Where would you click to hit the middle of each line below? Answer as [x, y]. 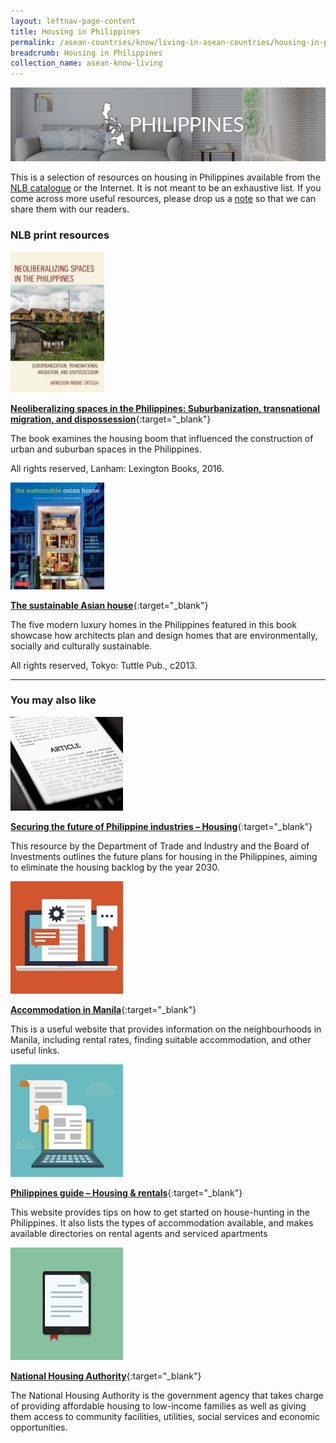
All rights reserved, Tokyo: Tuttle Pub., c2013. [104, 665]
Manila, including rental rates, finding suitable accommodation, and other [161, 1039]
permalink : [33, 42]
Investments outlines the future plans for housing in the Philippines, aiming [164, 856]
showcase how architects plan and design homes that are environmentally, [164, 635]
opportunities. [39, 1427]
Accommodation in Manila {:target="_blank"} [103, 1009]
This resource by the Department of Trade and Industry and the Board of [160, 846]
